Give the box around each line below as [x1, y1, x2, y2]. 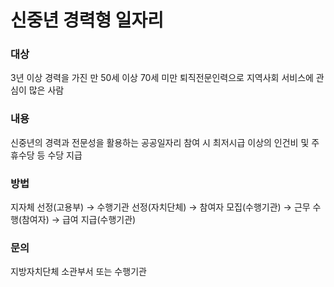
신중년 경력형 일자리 [10, 9, 165, 32]
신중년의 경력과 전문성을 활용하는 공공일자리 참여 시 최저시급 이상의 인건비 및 [10, 136, 310, 148]
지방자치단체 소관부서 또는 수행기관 [10, 266, 147, 278]
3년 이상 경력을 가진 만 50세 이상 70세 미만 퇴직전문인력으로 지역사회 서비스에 [10, 72, 314, 84]
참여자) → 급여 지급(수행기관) [21, 214, 137, 226]
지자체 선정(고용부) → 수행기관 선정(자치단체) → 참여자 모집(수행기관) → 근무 [10, 201, 311, 213]
